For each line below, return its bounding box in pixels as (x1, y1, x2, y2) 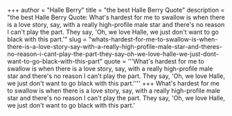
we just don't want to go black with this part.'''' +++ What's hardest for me (7, 79, 220, 87)
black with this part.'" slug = (7, 35, 87, 43)
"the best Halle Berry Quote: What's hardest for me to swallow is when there (7, 13, 225, 21)
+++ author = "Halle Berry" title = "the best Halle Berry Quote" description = (7, 6, 225, 14)
